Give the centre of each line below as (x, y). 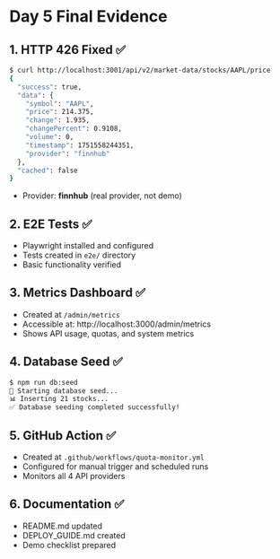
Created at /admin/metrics (71, 314)
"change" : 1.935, (58, 120)
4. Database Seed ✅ (66, 362)
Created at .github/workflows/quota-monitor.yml (113, 457)
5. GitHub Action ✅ (63, 436)
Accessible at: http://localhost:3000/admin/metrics (117, 324)
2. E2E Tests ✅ (51, 224)
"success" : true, (50, 87)
